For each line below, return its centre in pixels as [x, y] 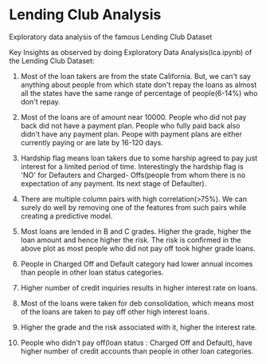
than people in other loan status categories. [92, 272]
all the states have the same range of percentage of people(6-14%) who [139, 93]
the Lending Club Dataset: [52, 61]
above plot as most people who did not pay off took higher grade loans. [138, 248]
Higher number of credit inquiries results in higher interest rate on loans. [139, 287]
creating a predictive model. [66, 216]
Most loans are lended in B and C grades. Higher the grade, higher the [136, 231]
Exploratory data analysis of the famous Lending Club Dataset [111, 37]
